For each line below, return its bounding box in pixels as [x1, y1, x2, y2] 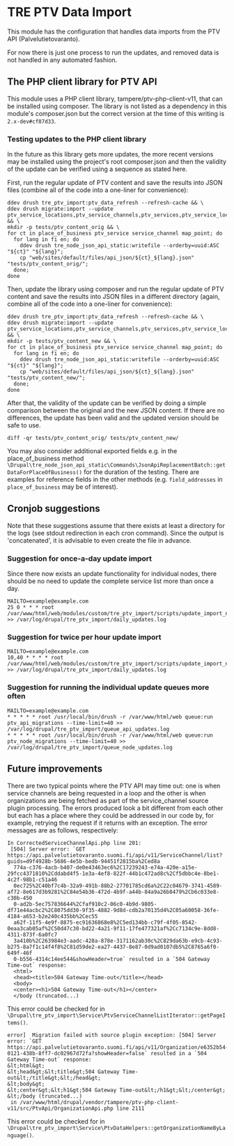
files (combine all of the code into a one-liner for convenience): [7, 186, 189, 194]
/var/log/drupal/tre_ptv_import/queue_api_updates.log [7, 726, 170, 733]
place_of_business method [7, 455, 84, 463]
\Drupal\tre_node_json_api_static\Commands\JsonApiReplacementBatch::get [7, 462, 226, 469]
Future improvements [7, 763, 103, 775]
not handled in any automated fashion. [7, 55, 118, 64]
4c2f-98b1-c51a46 [7, 876, 58, 883]
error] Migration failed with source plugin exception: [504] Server [7, 1031, 217, 1038]
